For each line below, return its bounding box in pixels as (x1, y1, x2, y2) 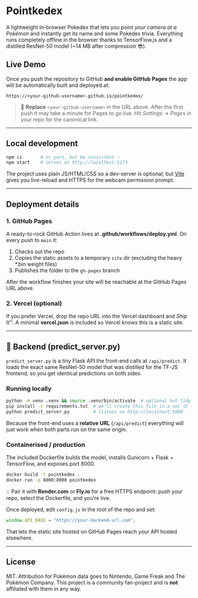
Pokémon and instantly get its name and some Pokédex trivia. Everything (6, 30, 183, 37)
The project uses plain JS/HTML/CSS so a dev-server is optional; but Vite (6, 170, 184, 178)
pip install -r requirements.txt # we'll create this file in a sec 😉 (6, 403, 188, 410)
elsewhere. (6, 534, 33, 541)
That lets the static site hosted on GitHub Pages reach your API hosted (6, 528, 177, 535)
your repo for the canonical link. (20, 116, 98, 123)
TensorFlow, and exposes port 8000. (6, 460, 95, 468)
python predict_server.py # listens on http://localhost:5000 (6, 409, 183, 415)
